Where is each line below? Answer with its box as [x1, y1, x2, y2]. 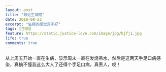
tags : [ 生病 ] [5, 26, 31, 31]
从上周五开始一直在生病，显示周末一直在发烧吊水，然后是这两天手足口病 [5, 55, 156, 61]
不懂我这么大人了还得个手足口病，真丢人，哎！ [22, 61, 121, 67]
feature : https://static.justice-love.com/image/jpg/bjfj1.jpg [5, 31, 142, 36]
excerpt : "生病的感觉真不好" [5, 21, 61, 27]
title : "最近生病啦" [5, 12, 45, 17]
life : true [5, 36, 28, 41]
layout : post [5, 7, 33, 13]
